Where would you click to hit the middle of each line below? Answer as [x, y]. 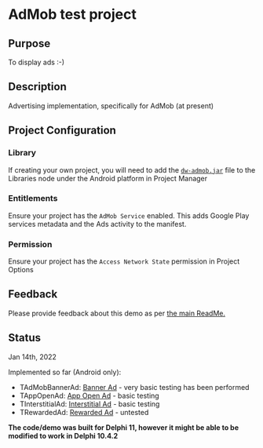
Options [21, 270]
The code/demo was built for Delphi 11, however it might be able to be [124, 427]
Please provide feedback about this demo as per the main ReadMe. [117, 313]
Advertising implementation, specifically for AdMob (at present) [111, 106]
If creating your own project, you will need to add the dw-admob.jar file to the [132, 169]
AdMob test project [73, 15]
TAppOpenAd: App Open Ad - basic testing [89, 395]
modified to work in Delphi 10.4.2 [63, 435]
